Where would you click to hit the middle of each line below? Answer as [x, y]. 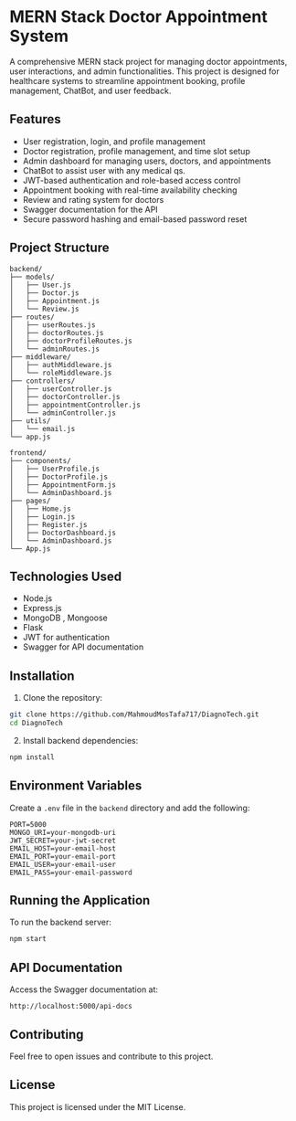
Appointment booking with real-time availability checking [130, 190]
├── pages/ [30, 501]
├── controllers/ [42, 381]
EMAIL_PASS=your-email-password [71, 872]
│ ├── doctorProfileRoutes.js [71, 341]
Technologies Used [65, 576]
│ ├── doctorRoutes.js [57, 333]
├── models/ [32, 277]
